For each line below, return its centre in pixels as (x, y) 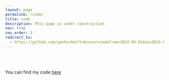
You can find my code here (33, 72)
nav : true (16, 28)
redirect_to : (19, 38)
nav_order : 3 (19, 33)
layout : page (19, 10)
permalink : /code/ (24, 14)
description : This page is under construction (55, 24)
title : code (18, 19)
